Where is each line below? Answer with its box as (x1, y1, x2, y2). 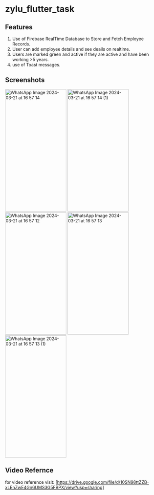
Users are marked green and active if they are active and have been (12, 51, 149, 57)
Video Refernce (5, 466, 54, 474)
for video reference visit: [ (5, 479, 58, 485)
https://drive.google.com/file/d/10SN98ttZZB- (57, 479, 149, 485)
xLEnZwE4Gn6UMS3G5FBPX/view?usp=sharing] (5, 484, 104, 490)
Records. (12, 41, 31, 47)
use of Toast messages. (12, 62, 61, 67)
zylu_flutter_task (5, 3, 75, 15)
